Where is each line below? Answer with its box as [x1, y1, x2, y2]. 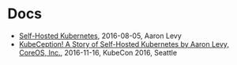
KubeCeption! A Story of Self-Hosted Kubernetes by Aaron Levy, [18, 39, 230, 48]
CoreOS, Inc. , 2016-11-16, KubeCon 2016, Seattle [18, 48, 178, 57]
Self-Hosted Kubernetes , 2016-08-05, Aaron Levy [18, 31, 182, 40]
